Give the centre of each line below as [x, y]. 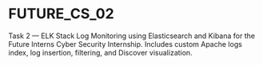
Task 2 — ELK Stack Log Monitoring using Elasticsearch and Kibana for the [132, 36]
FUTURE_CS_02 [61, 14]
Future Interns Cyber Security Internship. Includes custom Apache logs [125, 44]
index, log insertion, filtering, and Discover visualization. [101, 52]
